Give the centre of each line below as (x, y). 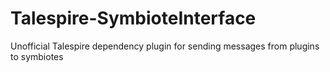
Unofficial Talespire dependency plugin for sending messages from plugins (165, 46)
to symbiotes (37, 56)
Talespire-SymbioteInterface (133, 18)
